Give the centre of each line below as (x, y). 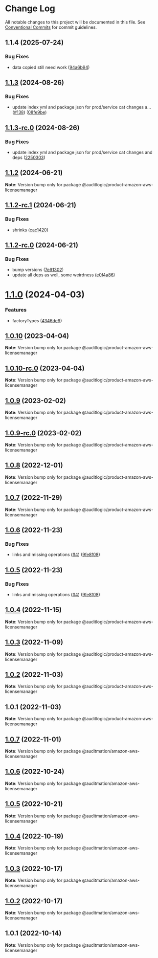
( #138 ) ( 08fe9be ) (29, 112)
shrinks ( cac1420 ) (30, 230)
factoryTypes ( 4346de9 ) (37, 320)
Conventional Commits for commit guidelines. (51, 27)
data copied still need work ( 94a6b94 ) (51, 67)
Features (16, 310)
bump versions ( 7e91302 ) (38, 270)
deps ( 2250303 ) (29, 157)
